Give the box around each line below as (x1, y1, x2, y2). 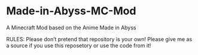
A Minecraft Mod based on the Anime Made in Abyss (6, 24, 136, 31)
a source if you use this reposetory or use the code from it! (6, 42, 151, 49)
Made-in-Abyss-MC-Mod (6, 4, 136, 18)
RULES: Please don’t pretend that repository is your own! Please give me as (6, 35, 193, 42)
